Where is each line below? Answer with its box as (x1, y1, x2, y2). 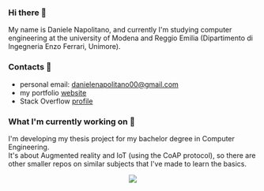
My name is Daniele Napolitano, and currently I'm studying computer (8, 25, 232, 35)
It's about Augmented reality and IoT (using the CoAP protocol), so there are (8, 150, 256, 160)
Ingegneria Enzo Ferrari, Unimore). (8, 42, 121, 51)
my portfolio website (19, 88, 87, 97)
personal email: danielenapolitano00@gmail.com (19, 79, 179, 89)
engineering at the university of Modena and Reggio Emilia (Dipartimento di (8, 33, 253, 43)
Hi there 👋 (8, 7, 47, 18)
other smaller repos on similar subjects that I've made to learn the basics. (8, 159, 247, 168)
